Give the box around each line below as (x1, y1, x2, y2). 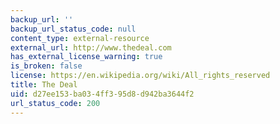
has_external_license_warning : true (10, 52, 163, 62)
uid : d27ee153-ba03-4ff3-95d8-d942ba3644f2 (10, 89, 195, 99)
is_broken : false (10, 61, 83, 71)
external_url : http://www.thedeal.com (10, 42, 172, 53)
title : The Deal (10, 80, 78, 90)
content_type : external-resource (10, 33, 150, 43)
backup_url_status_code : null (10, 24, 137, 34)
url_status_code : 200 (10, 98, 101, 108)
